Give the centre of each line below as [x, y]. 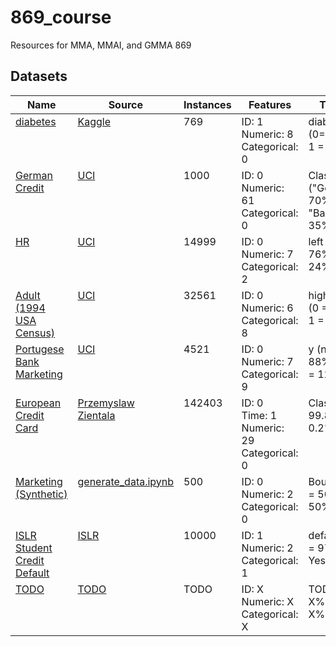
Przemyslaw [106, 403]
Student [34, 548]
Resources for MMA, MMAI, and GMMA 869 [101, 45]
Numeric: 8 [267, 134]
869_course [61, 17]
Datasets [39, 76]
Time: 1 [259, 415]
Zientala [96, 415]
